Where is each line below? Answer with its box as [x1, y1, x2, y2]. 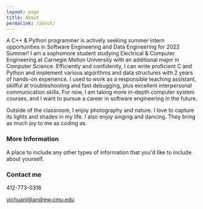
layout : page [6, 9, 40, 15]
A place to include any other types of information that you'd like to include [6, 148, 192, 156]
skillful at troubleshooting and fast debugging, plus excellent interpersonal [6, 82, 193, 89]
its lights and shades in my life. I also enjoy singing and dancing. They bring [6, 113, 196, 120]
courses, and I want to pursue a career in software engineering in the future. [6, 95, 198, 102]
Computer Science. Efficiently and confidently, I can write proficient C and [6, 63, 193, 70]
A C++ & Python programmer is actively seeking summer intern [6, 37, 165, 44]
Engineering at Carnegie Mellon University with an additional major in [6, 56, 179, 64]
